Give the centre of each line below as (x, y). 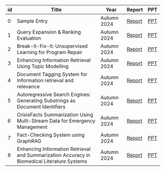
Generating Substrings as (46, 101)
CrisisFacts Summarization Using (55, 115)
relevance (28, 86)
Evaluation (29, 38)
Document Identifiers (41, 107)
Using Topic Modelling (43, 66)
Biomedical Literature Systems (52, 161)
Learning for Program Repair (50, 52)
